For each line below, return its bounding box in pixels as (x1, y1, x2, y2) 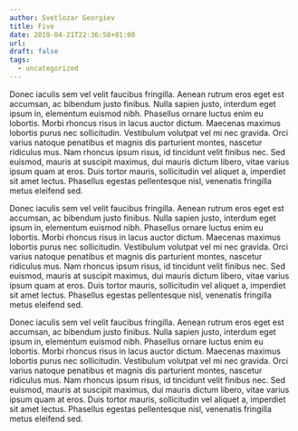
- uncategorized (17, 64, 79, 73)
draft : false (9, 47, 59, 56)
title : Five (9, 22, 54, 31)
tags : (9, 55, 30, 64)
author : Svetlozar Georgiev (9, 13, 116, 23)
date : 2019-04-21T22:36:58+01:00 (9, 30, 136, 39)
